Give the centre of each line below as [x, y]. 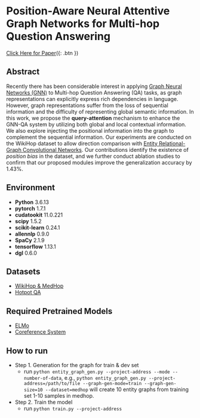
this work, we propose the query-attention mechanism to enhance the [93, 118]
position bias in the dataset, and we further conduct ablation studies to [93, 156]
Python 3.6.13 [32, 202]
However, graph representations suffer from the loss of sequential [87, 105]
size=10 [33, 390]
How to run [27, 351]
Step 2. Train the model [44, 402]
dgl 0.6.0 [26, 253]
